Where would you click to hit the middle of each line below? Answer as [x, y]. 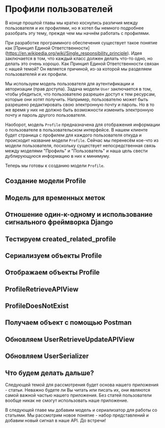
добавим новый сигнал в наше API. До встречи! [55, 421]
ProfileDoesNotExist [37, 306]
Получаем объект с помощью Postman [68, 323]
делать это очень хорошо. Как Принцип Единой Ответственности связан [82, 64]
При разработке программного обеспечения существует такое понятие [81, 42]
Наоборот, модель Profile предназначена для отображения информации [82, 125]
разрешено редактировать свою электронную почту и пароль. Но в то [80, 104]
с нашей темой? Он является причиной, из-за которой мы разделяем [78, 69]
